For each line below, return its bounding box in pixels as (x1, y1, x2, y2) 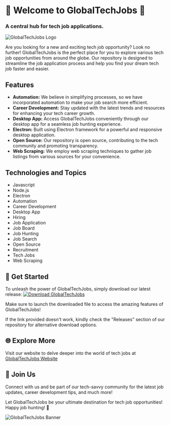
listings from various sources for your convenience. (12, 154, 121, 160)
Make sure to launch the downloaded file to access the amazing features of (5, 301, 164, 307)
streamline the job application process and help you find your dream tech (5, 61, 159, 67)
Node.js (12, 187, 30, 193)
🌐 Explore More (5, 336, 56, 345)
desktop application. (12, 132, 56, 138)
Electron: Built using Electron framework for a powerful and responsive (12, 127, 162, 133)
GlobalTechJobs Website (5, 355, 58, 361)
